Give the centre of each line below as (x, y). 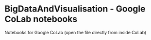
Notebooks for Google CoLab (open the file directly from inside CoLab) (75, 32)
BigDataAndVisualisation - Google (75, 9)
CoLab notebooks (41, 19)
